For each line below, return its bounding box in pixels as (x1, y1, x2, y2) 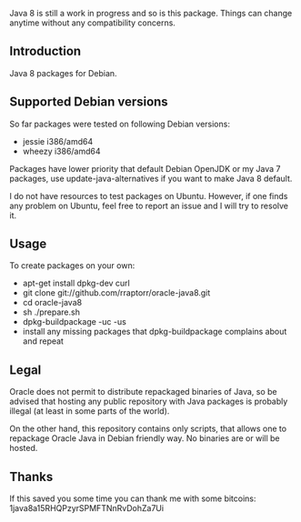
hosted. (9, 443, 38, 454)
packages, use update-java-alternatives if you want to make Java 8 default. (9, 173, 293, 184)
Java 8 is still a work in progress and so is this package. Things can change (9, 8, 293, 18)
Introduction (9, 44, 82, 59)
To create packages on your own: (9, 260, 135, 271)
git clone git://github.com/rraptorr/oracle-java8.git (22, 287, 211, 298)
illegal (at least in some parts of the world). (9, 406, 170, 417)
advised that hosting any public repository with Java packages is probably (9, 396, 288, 407)
